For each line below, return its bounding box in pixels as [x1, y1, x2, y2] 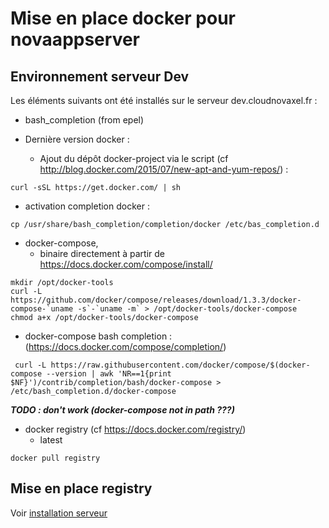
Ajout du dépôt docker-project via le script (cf [39, 153, 229, 164]
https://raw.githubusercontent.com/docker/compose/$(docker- [50, 360, 311, 370]
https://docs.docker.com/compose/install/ [39, 258, 213, 270]
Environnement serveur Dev [10, 68, 190, 85]
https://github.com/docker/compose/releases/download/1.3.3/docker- [10, 295, 302, 305]
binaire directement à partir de [39, 248, 165, 259]
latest [39, 434, 63, 446]
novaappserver [10, 28, 140, 51]
